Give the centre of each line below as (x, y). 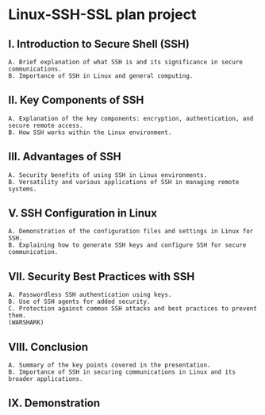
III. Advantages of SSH (65, 157)
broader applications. (46, 379)
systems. (23, 189)
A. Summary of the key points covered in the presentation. (110, 365)
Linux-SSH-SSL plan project (102, 15)
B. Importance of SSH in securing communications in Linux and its (122, 372)
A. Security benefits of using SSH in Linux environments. (108, 175)
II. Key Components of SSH (76, 100)
